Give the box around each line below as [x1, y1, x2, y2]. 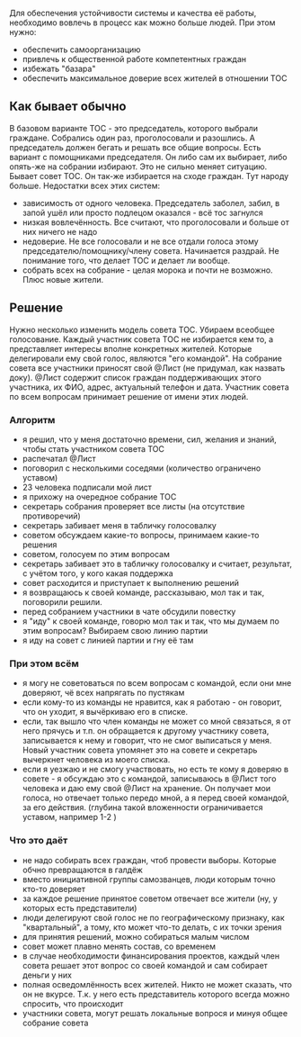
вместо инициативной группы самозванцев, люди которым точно [22, 873, 276, 885]
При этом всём [9, 657, 79, 670]
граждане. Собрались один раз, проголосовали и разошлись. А [9, 132, 256, 143]
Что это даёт [9, 834, 68, 847]
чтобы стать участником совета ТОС [22, 443, 164, 454]
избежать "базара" [22, 63, 96, 74]
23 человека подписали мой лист [22, 482, 153, 492]
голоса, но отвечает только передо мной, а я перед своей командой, [22, 792, 289, 804]
